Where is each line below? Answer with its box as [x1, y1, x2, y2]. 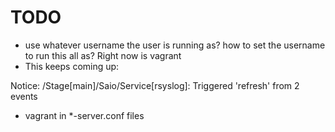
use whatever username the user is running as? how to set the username [24, 39, 326, 51]
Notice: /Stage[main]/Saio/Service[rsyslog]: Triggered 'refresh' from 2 [10, 79, 300, 91]
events [10, 90, 38, 102]
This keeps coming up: [24, 60, 120, 72]
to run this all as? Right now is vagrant [24, 49, 182, 61]
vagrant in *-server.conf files [24, 109, 145, 121]
